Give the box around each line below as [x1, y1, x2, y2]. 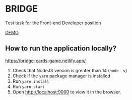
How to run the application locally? [5, 44, 117, 53]
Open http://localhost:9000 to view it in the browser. [12, 89, 121, 95]
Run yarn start [12, 83, 45, 89]
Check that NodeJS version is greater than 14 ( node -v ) [12, 67, 127, 73]
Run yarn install [12, 78, 49, 84]
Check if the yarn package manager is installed [12, 73, 110, 79]
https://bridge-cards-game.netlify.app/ [5, 58, 86, 64]
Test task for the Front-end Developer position [5, 20, 101, 26]
